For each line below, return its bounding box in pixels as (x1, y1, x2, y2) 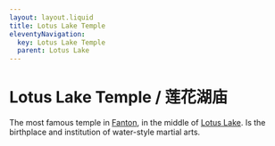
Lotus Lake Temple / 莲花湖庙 (9, 87, 228, 108)
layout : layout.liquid (9, 12, 94, 22)
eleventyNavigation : (9, 29, 87, 38)
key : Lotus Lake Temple (17, 37, 105, 47)
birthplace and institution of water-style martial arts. (9, 126, 201, 138)
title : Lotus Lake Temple (9, 21, 105, 30)
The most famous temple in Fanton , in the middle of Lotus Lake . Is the (9, 118, 266, 128)
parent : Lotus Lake (17, 46, 90, 55)
